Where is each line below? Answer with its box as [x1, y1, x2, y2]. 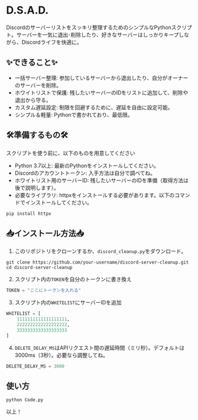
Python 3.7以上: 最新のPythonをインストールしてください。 [14, 162, 160, 169]
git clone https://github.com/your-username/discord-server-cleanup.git [6, 260, 189, 265]
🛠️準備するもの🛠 [6, 130, 69, 140]
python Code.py [6, 397, 44, 403]
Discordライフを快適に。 [21, 38, 82, 45]
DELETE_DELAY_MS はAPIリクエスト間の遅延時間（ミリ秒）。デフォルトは [14, 344, 185, 351]
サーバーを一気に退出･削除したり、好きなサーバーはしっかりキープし [16, 31, 184, 38]
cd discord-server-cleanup [6, 265, 73, 271]
